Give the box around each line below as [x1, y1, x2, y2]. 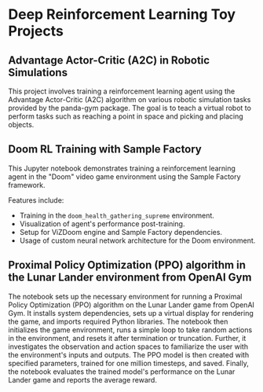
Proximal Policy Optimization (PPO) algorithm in [8, 258, 246, 272]
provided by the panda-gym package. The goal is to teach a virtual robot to [8, 104, 251, 112]
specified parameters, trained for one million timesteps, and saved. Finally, [8, 358, 249, 368]
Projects [8, 22, 64, 40]
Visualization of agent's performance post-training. [19, 218, 185, 229]
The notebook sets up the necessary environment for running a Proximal [8, 291, 243, 301]
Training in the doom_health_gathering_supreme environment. [19, 211, 214, 220]
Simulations [8, 65, 68, 79]
